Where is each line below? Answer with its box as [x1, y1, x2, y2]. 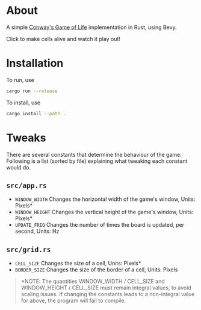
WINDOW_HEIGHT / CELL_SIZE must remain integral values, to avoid [20, 284, 191, 291]
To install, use [6, 99, 41, 106]
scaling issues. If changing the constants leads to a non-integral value [20, 291, 195, 298]
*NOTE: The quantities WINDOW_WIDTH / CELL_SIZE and [20, 278, 165, 285]
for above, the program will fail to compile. [20, 297, 126, 305]
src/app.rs [6, 181, 47, 190]
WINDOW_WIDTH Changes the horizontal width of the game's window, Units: [14, 195, 196, 203]
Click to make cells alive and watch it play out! [6, 35, 120, 42]
